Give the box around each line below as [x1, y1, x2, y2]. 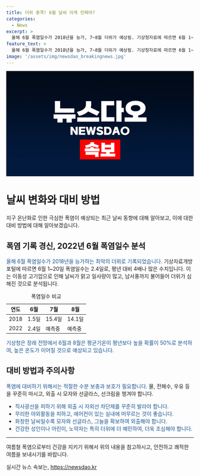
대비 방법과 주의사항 [6, 366, 75, 376]
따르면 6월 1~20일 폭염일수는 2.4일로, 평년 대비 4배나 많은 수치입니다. [21, 265, 185, 272]
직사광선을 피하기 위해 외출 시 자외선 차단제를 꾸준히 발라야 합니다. [14, 402, 169, 410]
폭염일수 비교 [30, 293, 61, 300]
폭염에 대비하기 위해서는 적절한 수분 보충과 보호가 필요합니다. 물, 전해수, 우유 [6, 383, 184, 390]
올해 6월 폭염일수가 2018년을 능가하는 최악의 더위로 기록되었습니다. [6, 258, 162, 265]
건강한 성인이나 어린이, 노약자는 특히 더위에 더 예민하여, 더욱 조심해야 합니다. [14, 425, 193, 432]
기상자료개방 [163, 258, 193, 265]
